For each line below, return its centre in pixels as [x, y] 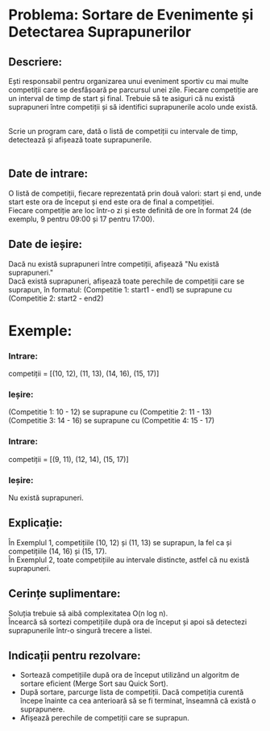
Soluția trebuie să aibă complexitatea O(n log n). [88, 613]
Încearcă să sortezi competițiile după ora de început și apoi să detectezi [128, 622]
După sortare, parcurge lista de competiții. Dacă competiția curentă [132, 692]
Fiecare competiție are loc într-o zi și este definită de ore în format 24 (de [130, 210]
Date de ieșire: [46, 244]
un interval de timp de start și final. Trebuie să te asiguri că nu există [122, 98]
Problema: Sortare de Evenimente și [131, 15]
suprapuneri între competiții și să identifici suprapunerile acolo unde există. [133, 107]
